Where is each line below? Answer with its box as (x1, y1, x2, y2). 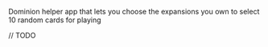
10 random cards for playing (8, 15, 102, 25)
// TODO (8, 31, 36, 40)
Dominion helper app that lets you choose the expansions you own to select (8, 7, 260, 16)
